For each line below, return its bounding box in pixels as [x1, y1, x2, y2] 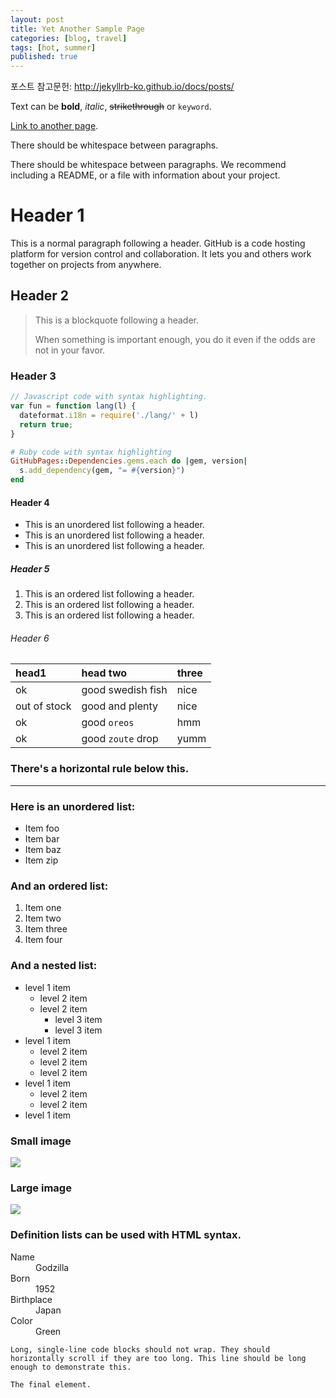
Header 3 [10, 369, 57, 383]
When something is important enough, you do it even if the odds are [34, 333, 316, 345]
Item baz [24, 844, 62, 856]
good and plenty [81, 699, 159, 713]
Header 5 [10, 562, 50, 575]
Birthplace [10, 1293, 53, 1305]
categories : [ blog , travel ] [10, 33, 128, 43]
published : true [10, 52, 78, 62]
